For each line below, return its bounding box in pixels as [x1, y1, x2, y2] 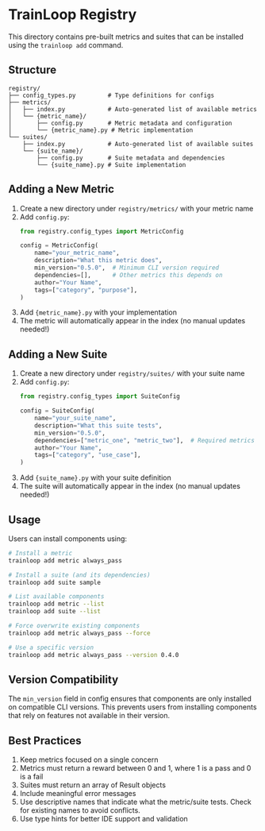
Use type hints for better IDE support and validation [19, 814, 188, 824]
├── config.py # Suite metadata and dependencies [36, 153, 225, 162]
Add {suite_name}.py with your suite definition [19, 473, 172, 482]
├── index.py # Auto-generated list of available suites [22, 140, 254, 148]
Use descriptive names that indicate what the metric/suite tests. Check [19, 797, 252, 807]
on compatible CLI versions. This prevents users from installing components [8, 702, 257, 712]
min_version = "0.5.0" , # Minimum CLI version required [34, 264, 220, 272]
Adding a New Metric [8, 183, 115, 196]
